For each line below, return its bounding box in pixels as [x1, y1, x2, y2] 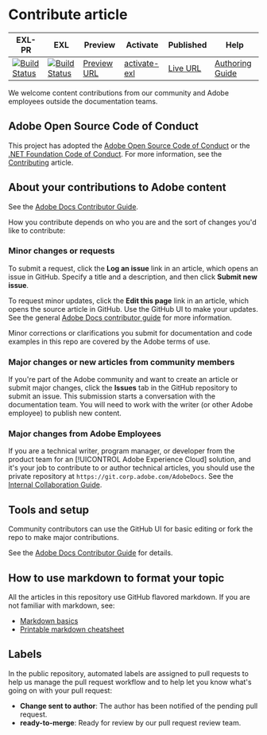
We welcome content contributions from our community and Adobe [8, 87, 229, 97]
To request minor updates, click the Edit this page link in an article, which [8, 296, 249, 305]
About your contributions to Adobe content [8, 181, 226, 194]
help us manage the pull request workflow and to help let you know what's [8, 677, 252, 686]
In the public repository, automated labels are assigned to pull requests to [8, 668, 249, 678]
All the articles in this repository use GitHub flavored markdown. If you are [8, 593, 250, 602]
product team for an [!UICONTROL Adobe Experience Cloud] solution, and [8, 455, 252, 465]
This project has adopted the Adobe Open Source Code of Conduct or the [8, 141, 250, 150]
